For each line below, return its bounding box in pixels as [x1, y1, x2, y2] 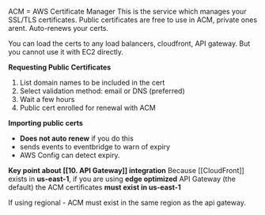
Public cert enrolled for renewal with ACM [19, 103, 156, 112]
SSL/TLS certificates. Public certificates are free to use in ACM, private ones [8, 15, 258, 25]
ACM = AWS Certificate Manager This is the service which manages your [8, 7, 247, 16]
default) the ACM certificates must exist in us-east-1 [8, 183, 182, 192]
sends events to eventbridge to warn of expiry [19, 142, 171, 151]
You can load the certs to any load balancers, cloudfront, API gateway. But [8, 39, 251, 48]
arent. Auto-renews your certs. [8, 24, 109, 32]
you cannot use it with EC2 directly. [8, 47, 124, 56]
